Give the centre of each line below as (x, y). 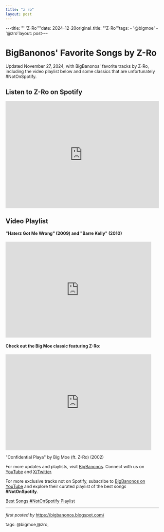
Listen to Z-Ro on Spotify (44, 92)
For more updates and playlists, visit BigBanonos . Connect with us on (75, 467)
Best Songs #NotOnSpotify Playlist (40, 501)
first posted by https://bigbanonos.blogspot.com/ (55, 515)
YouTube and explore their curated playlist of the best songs (66, 486)
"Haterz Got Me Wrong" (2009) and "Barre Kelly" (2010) (64, 233)
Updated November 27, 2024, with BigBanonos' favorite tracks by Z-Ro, (77, 66)
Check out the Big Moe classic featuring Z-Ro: (53, 346)
